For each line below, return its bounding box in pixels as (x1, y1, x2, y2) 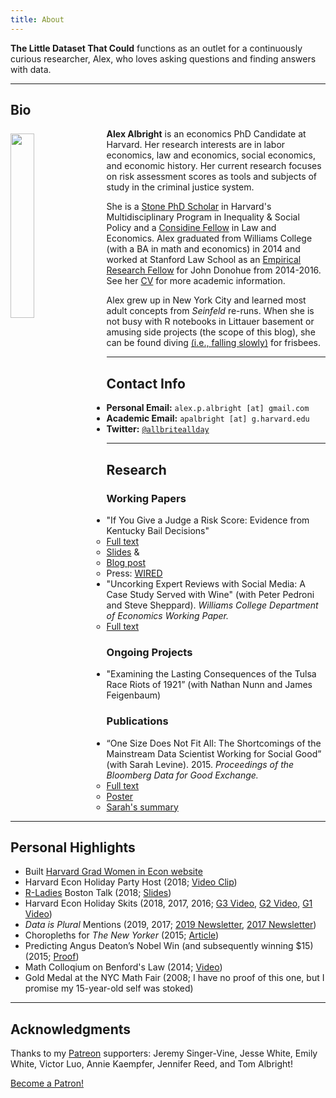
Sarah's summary (106, 801, 179, 813)
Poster (106, 790, 134, 802)
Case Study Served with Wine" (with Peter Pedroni (106, 588, 315, 600)
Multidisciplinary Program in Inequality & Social (106, 211, 300, 223)
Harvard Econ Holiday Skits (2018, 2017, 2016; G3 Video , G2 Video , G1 (24, 897, 313, 910)
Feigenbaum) (106, 689, 162, 701)
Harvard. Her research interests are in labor (106, 139, 286, 151)
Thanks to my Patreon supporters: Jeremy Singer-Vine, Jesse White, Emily (10, 1047, 318, 1060)
